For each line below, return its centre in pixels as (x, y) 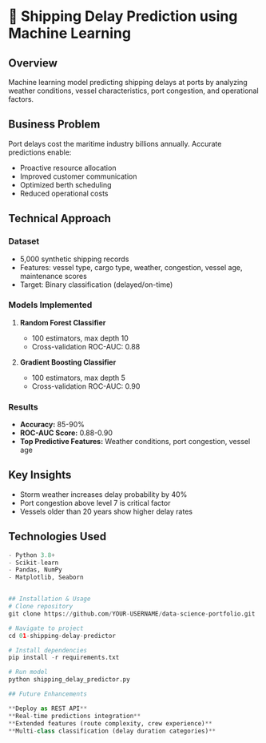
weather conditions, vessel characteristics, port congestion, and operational (133, 91)
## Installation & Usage (50, 599)
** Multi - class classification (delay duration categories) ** (112, 731)
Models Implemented (50, 305)
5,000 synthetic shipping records (74, 259)
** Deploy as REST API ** (48, 709)
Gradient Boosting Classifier (68, 362)
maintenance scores (54, 276)
